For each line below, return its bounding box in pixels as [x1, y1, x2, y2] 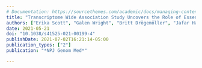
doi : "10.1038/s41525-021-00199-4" [6, 31, 96, 37]
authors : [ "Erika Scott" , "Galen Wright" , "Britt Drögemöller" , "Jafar [6, 20, 189, 26]
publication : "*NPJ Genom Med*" [6, 48, 87, 54]
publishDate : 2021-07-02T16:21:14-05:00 [6, 36, 109, 42]
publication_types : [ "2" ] [6, 42, 71, 48]
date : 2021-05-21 [6, 25, 50, 32]
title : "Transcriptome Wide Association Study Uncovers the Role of [6, 14, 182, 20]
